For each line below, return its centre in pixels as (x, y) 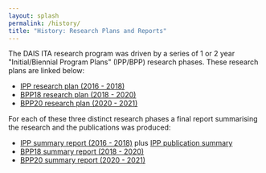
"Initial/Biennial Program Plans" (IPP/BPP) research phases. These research (133, 62)
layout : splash (34, 16)
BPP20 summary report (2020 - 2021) (83, 160)
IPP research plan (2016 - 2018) (72, 86)
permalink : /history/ (45, 23)
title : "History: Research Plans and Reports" (88, 31)
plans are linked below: (47, 71)
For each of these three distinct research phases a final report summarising (133, 119)
